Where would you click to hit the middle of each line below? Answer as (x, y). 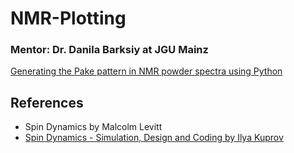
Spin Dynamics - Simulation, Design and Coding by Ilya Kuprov (154, 138)
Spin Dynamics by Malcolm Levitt (93, 127)
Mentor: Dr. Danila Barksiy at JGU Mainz (109, 50)
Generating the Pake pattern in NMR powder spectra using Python (146, 71)
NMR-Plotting (68, 18)
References (47, 102)
